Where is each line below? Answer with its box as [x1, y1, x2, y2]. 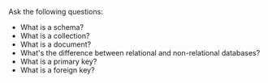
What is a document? [19, 39, 92, 49]
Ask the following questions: [8, 7, 103, 16]
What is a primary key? [19, 56, 97, 66]
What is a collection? [19, 31, 90, 40]
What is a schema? [19, 23, 84, 31]
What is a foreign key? [19, 65, 95, 75]
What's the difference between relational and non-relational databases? [19, 48, 261, 57]
